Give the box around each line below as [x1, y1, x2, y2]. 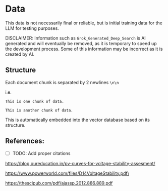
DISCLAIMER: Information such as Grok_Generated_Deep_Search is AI [5, 35, 146, 41]
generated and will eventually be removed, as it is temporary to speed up [5, 40, 157, 46]
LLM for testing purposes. [5, 25, 59, 31]
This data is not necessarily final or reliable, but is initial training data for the [5, 20, 162, 26]
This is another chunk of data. [5, 107, 73, 113]
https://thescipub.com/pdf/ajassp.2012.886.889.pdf [5, 180, 113, 186]
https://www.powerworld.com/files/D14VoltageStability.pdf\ [5, 170, 130, 176]
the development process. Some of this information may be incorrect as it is [5, 46, 163, 52]
